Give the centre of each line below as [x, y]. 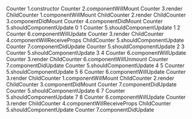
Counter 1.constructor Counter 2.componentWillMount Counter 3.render [95, 9]
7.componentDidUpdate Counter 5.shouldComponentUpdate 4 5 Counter [95, 65]
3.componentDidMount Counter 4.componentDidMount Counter [85, 21]
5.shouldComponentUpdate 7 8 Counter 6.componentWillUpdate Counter [96, 97]
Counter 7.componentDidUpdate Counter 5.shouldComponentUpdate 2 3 [95, 46]
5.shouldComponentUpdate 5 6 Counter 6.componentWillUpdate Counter [96, 72]
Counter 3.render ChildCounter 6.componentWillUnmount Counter [87, 59]
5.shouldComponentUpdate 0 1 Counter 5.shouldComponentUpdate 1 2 [93, 27]
